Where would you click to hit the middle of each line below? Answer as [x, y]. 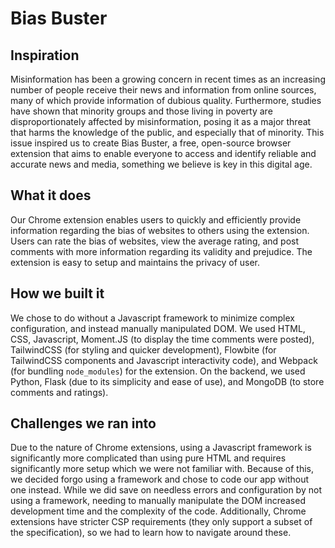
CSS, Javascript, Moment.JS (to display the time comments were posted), [162, 339]
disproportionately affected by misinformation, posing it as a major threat [161, 121]
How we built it [57, 293]
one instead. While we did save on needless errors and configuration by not [166, 490]
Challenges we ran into [83, 423]
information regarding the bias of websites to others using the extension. [160, 230]
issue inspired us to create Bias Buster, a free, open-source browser [151, 143]
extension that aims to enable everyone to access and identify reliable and [163, 153]
